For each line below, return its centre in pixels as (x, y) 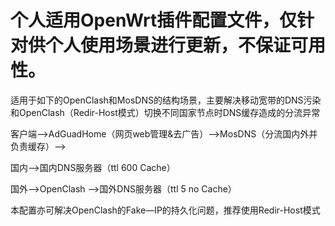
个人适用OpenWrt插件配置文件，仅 (154, 20)
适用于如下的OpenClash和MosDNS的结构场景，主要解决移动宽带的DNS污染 (166, 100)
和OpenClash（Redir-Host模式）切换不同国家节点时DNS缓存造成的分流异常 (165, 112)
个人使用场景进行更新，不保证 (168, 45)
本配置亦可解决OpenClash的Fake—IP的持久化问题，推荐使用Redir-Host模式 (165, 210)
